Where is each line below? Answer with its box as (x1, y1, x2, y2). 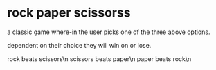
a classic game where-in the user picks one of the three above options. (7, 28, 210, 36)
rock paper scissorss (7, 5, 131, 21)
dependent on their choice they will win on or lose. (7, 41, 152, 49)
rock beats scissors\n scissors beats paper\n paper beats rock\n (7, 54, 192, 63)
